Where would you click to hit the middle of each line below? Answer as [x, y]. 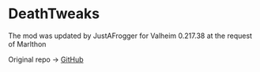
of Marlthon [27, 44]
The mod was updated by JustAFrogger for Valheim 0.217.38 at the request [130, 36]
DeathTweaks [54, 14]
